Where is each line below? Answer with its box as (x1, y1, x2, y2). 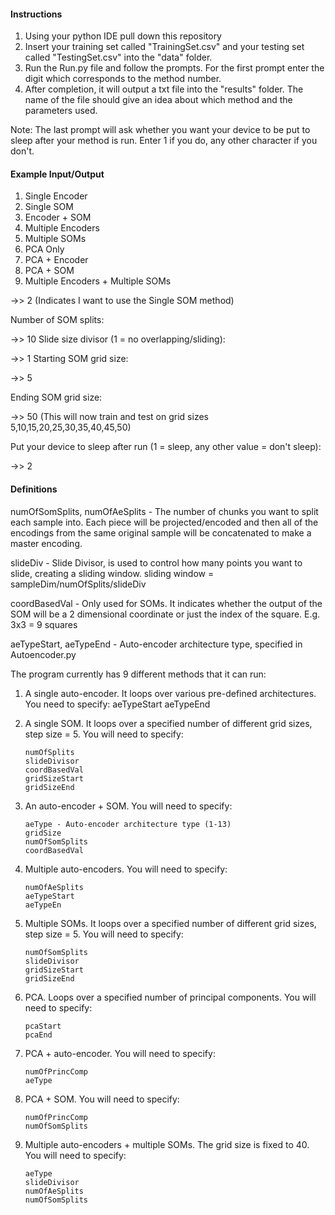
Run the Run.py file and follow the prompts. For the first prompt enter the (24, 62, 325, 74)
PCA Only (24, 243, 65, 255)
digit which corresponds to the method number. (24, 73, 222, 85)
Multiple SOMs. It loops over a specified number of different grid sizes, (24, 917, 317, 929)
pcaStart (24, 1021, 62, 1031)
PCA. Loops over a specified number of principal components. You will (24, 991, 317, 1003)
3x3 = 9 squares (10, 618, 78, 630)
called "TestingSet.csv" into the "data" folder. (24, 51, 213, 64)
